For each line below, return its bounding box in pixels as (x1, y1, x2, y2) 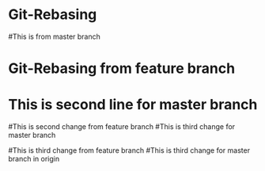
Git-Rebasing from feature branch (8, 59, 236, 78)
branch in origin (8, 154, 60, 164)
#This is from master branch (8, 32, 101, 41)
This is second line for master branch (8, 96, 258, 114)
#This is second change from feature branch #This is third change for (8, 122, 236, 131)
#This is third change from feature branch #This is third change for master (8, 146, 251, 155)
